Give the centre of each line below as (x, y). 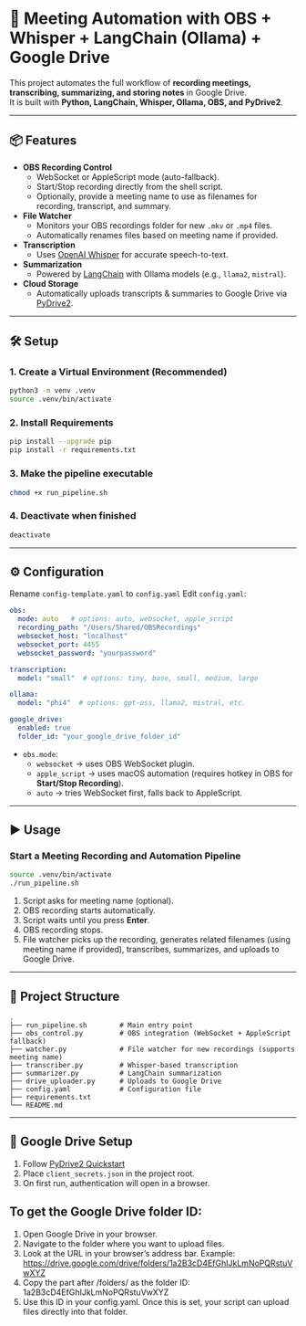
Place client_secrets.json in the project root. (109, 1173)
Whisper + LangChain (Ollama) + (136, 38)
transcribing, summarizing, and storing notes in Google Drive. (128, 92)
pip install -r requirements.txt (73, 450)
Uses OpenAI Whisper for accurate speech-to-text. (133, 254)
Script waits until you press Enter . (86, 921)
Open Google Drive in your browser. (90, 1234)
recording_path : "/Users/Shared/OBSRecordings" (110, 628)
